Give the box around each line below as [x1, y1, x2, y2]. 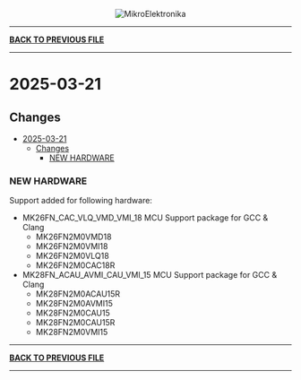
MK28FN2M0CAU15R [35, 317, 116, 328]
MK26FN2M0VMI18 [35, 241, 108, 252]
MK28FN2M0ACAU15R [35, 289, 121, 299]
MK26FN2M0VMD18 [35, 231, 112, 242]
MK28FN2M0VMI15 [35, 327, 108, 338]
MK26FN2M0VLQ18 [35, 251, 109, 262]
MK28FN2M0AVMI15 [35, 298, 114, 309]
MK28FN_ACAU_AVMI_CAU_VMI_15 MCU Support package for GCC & [21, 270, 278, 281]
